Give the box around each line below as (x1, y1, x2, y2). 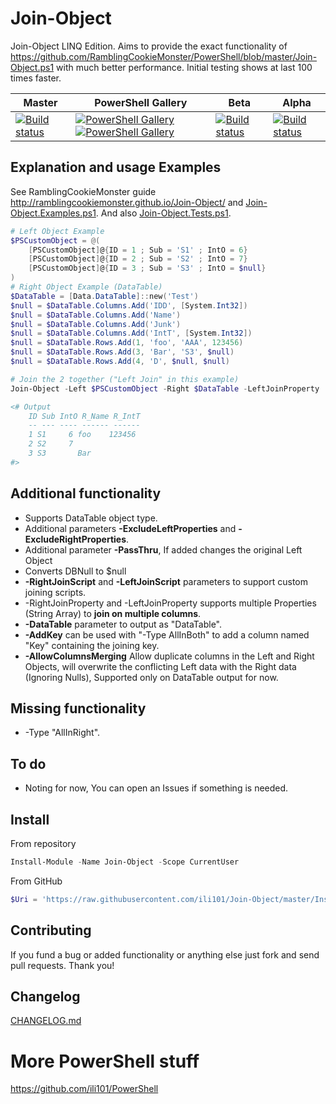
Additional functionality (10, 485, 162, 502)
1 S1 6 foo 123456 (28, 430, 137, 440)
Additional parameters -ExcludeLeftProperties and (24, 522, 237, 534)
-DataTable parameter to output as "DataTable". (24, 618, 223, 630)
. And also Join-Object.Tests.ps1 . (95, 207, 232, 219)
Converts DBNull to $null (24, 565, 127, 577)
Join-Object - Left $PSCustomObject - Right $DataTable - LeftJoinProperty (10, 383, 320, 394)
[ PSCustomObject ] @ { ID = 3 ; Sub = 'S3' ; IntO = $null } (28, 263, 267, 274)
